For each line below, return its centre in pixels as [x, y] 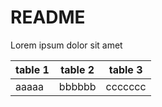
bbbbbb [77, 86]
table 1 [32, 69]
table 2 [77, 69]
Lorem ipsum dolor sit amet [66, 45]
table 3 [125, 69]
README [48, 17]
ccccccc [126, 86]
